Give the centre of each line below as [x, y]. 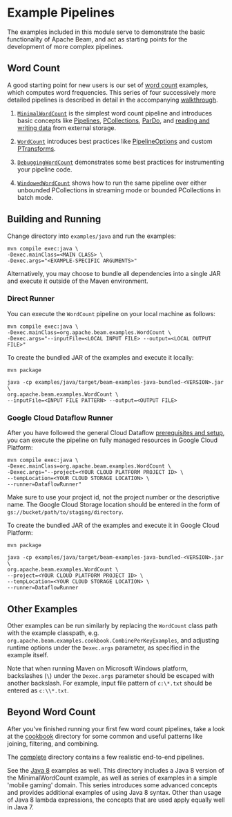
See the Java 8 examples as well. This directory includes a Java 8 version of [116, 770]
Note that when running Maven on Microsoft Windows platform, [98, 668]
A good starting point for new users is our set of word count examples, [108, 85]
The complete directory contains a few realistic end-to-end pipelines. [106, 757]
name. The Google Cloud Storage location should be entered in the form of [114, 505]
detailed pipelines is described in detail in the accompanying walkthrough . [113, 100]
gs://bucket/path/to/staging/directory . [65, 512]
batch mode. [35, 197]
